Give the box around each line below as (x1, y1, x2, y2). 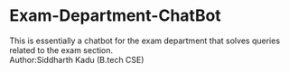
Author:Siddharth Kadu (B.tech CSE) (9, 54, 144, 65)
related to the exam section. (9, 44, 114, 55)
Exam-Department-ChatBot (9, 5, 221, 26)
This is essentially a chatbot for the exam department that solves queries (9, 35, 281, 46)
